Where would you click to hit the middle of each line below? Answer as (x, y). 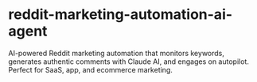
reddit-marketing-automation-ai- (121, 15)
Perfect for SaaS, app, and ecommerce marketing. (91, 69)
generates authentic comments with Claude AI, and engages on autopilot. (128, 61)
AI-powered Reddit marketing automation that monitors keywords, (117, 53)
